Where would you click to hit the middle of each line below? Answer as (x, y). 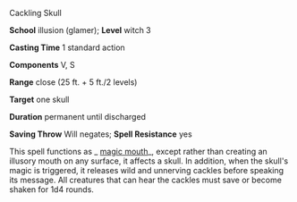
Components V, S (42, 65)
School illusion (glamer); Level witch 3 (80, 30)
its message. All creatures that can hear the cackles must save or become (145, 180)
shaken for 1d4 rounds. (51, 189)
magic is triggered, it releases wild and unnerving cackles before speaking (147, 170)
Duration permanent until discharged (77, 117)
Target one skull (39, 99)
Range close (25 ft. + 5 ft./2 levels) (73, 82)
